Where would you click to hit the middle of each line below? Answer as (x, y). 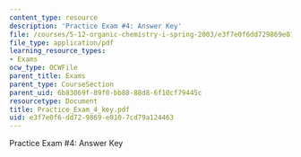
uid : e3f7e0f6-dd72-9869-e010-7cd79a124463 (92, 118)
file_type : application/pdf (62, 43)
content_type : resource (54, 17)
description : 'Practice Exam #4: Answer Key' (95, 26)
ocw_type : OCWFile (43, 68)
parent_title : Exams (48, 76)
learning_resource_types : (57, 51)
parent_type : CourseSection (62, 84)
